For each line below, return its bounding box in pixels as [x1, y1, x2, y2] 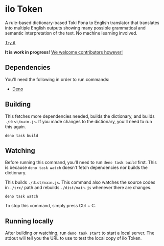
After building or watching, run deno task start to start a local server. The [5, 230, 155, 236]
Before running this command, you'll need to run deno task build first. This [5, 160, 157, 165]
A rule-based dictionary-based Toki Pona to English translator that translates [5, 20, 160, 26]
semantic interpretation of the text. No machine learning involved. [5, 30, 138, 36]
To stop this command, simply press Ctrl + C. [5, 203, 96, 209]
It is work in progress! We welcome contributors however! [5, 49, 123, 55]
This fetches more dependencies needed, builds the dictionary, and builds [5, 113, 155, 119]
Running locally [5, 217, 54, 225]
